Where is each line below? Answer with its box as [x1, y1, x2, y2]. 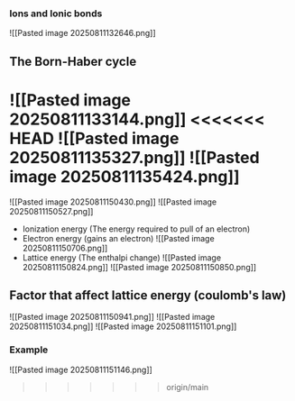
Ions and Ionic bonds [9, 7, 103, 20]
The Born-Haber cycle [9, 53, 137, 69]
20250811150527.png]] [9, 205, 94, 216]
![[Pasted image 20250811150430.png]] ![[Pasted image [9, 196, 217, 207]
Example [9, 343, 49, 356]
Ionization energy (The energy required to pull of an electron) [22, 223, 251, 234]
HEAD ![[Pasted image [9, 128, 180, 149]
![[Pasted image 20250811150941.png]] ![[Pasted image [9, 312, 216, 323]
